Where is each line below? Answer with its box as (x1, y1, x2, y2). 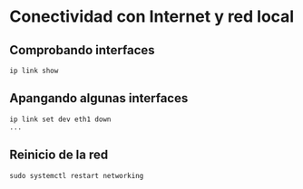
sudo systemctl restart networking (9, 171, 144, 180)
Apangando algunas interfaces (9, 90, 189, 106)
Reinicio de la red (9, 147, 109, 163)
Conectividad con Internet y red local (9, 6, 295, 27)
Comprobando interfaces (9, 43, 156, 58)
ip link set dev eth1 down (9, 115, 112, 124)
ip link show (9, 66, 59, 75)
